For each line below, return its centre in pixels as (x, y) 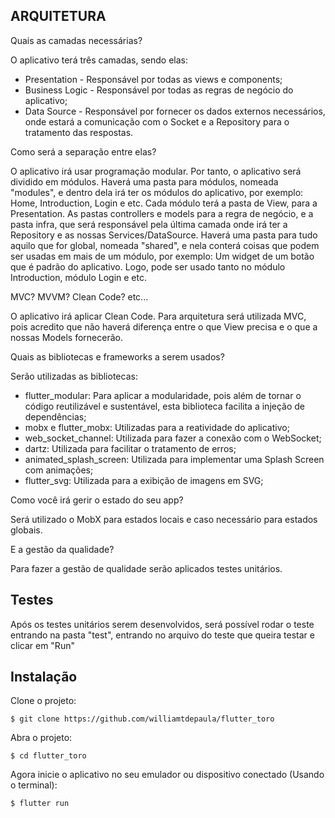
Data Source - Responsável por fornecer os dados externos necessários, (175, 111)
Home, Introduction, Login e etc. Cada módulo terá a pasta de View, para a (164, 203)
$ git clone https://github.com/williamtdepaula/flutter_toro (142, 719)
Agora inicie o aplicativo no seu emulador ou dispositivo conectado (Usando (167, 775)
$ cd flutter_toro (48, 756)
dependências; (55, 416)
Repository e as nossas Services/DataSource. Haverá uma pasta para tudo (164, 235)
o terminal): (34, 785)
